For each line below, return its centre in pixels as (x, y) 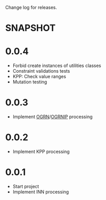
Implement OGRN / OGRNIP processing (52, 117)
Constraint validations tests (41, 71)
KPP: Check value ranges (39, 77)
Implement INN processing (41, 192)
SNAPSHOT (31, 28)
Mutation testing (30, 82)
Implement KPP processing (41, 151)
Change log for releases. (31, 7)
